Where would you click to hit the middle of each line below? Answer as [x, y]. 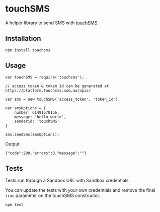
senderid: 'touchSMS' [37, 121]
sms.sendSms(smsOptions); [32, 134]
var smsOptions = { [26, 108]
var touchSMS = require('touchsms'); [45, 77]
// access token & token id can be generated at [57, 86]
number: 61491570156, [37, 112]
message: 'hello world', [40, 117]
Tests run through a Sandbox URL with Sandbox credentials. [67, 181]
